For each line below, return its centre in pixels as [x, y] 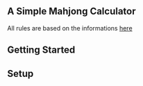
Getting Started [41, 50]
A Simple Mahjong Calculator [72, 11]
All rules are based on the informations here [70, 28]
